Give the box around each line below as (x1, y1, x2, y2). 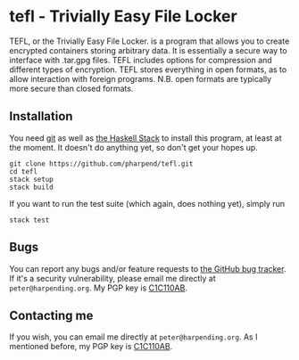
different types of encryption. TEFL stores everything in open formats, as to (9, 64, 287, 75)
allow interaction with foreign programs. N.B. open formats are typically (9, 73, 272, 84)
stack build (9, 183, 54, 192)
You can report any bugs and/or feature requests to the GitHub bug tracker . (9, 263, 287, 274)
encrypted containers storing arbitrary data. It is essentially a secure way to (9, 45, 287, 55)
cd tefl (9, 167, 38, 176)
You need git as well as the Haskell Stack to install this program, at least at (9, 132, 282, 143)
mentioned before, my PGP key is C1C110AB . (9, 341, 173, 352)
